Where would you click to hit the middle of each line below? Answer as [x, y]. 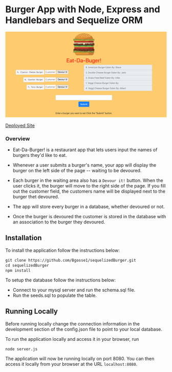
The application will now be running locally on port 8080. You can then [80, 358]
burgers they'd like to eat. [40, 155]
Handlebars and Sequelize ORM [74, 20]
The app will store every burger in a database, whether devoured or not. [89, 206]
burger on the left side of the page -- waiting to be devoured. [77, 170]
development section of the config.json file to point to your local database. [84, 329]
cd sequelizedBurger [27, 265]
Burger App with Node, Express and [83, 9]
